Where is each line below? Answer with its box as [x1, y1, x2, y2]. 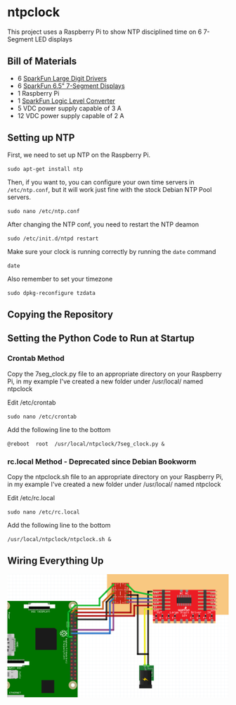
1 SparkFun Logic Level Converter [17, 96, 116, 105]
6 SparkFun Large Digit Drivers [17, 74, 107, 82]
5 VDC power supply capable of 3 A [17, 103, 122, 113]
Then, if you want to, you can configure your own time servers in [7, 177, 195, 186]
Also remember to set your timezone [7, 274, 113, 283]
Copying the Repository [7, 308, 114, 320]
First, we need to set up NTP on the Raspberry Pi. [7, 151, 151, 159]
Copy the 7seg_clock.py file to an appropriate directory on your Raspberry [7, 369, 223, 378]
